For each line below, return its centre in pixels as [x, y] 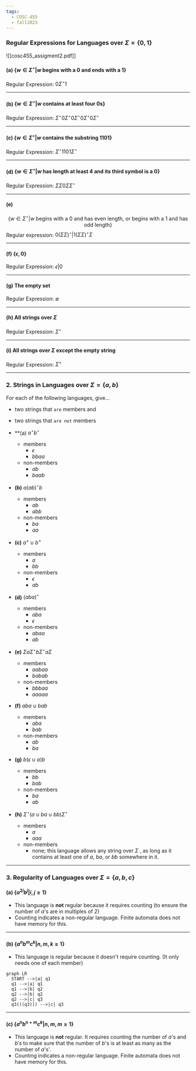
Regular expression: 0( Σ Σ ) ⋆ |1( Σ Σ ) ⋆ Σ [49, 234]
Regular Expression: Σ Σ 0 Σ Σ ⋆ [41, 185]
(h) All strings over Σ [32, 317]
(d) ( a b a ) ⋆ [27, 597]
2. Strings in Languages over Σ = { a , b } [62, 385]
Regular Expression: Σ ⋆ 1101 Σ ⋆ [42, 151]
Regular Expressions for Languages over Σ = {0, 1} [79, 43]
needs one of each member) [49, 963]
